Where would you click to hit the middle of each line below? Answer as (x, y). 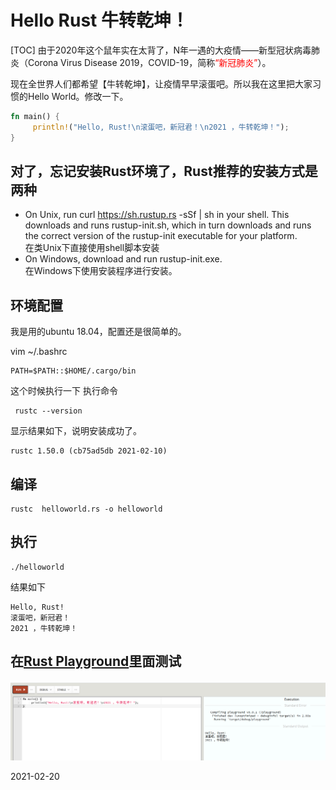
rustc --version (48, 411)
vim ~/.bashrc (39, 352)
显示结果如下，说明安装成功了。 (76, 431)
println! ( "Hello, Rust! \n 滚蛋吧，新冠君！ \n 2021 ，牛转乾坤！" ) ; (161, 127)
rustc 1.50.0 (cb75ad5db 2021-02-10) (89, 451)
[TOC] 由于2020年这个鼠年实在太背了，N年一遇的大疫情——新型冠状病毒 (161, 50)
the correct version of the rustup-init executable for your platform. (161, 236)
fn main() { (35, 116)
